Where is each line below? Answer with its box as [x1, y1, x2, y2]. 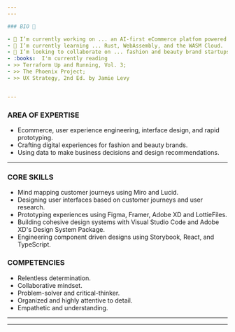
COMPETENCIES [7, 258, 65, 268]
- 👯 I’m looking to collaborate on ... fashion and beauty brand [7, 48, 201, 56]
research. [17, 203, 45, 212]
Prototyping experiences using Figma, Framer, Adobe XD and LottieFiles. [17, 211, 227, 219]
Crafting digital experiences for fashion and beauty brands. [17, 141, 188, 149]
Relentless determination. [17, 274, 91, 282]
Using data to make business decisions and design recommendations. [17, 148, 220, 156]
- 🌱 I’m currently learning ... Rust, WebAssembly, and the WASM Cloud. [7, 42, 224, 49]
